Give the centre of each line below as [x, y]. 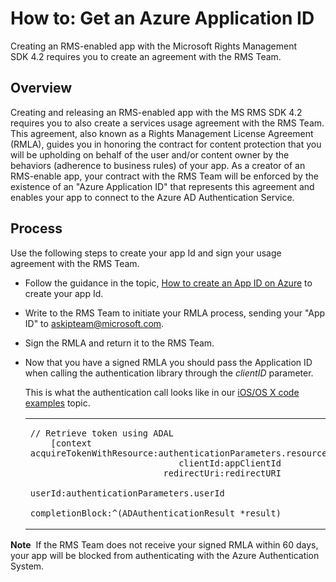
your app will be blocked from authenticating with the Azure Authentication [165, 555]
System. [27, 566]
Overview [41, 88]
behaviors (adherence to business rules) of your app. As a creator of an [158, 165]
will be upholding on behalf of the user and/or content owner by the [150, 154]
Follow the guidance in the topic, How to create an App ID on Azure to [168, 283]
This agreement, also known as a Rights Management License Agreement [162, 133]
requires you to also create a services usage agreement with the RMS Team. [167, 123]
